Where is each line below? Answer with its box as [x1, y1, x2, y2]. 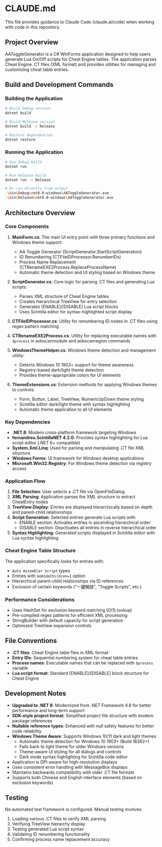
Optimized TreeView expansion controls [12, 622, 92, 628]
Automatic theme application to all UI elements [19, 406, 112, 412]
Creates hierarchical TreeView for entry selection [19, 298, 117, 304]
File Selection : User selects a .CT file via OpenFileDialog [12, 489, 125, 495]
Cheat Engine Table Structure [5, 547, 76, 554]
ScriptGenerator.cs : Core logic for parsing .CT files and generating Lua [12, 278, 155, 284]
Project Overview [5, 38, 59, 47]
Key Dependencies [5, 418, 51, 425]
